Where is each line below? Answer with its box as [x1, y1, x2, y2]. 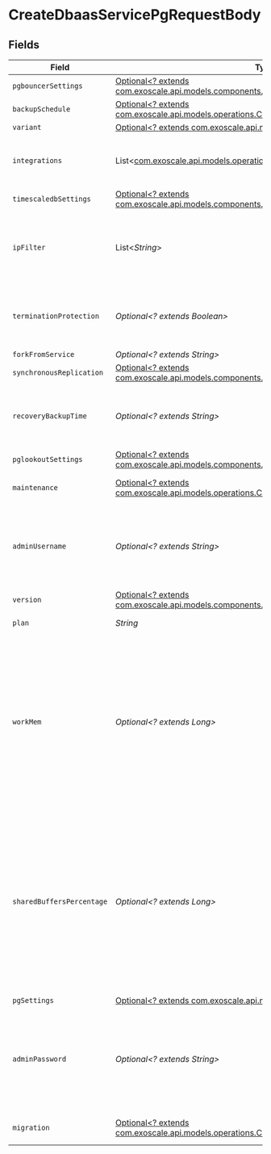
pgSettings [12, 996, 54, 1005]
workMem [12, 717, 42, 726]
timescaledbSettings [12, 195, 91, 204]
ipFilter [12, 243, 46, 252]
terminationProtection [12, 312, 99, 321]
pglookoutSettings [12, 455, 83, 464]
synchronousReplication [12, 368, 104, 377]
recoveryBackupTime [12, 412, 87, 421]
